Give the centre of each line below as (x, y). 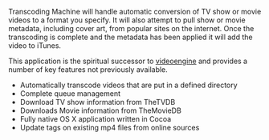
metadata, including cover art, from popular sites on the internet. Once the (131, 28)
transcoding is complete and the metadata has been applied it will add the (130, 37)
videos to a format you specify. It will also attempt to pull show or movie (127, 20)
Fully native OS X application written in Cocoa (96, 119)
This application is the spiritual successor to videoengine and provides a (128, 61)
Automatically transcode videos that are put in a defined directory (129, 85)
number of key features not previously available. (88, 70)
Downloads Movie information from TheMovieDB (101, 110)
